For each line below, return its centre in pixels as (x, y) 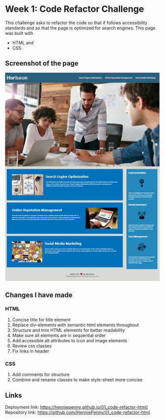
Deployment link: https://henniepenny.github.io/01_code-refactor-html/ (77, 407)
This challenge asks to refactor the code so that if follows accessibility (76, 23)
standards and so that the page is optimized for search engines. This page (80, 28)
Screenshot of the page (42, 63)
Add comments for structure (41, 375)
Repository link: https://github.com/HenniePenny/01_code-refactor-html (78, 412)
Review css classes (32, 346)
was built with (19, 33)
